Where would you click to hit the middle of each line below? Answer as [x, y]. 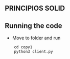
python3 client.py [33, 52]
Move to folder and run [36, 38]
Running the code [33, 26]
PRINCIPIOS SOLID [35, 8]
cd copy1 [23, 47]
